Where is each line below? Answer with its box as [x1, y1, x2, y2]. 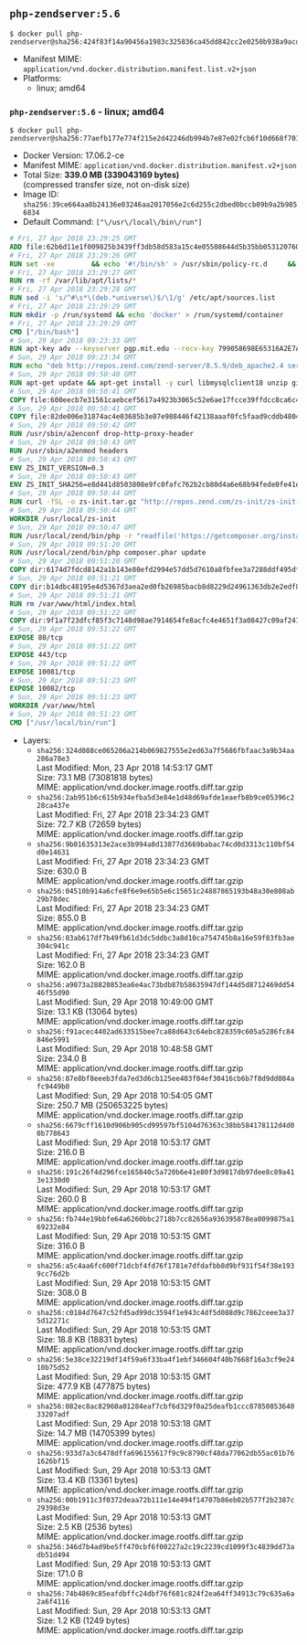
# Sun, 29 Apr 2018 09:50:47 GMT [9, 523, 137, 532]
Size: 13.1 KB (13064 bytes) [36, 1005, 139, 1017]
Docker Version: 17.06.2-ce [22, 150, 125, 161]
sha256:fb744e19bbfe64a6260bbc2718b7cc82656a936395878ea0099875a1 [36, 1215, 295, 1224]
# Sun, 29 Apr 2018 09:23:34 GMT [9, 353, 137, 362]
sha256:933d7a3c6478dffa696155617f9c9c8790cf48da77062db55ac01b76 [36, 1449, 295, 1458]
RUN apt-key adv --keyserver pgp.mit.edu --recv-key [9, 345, 215, 354]
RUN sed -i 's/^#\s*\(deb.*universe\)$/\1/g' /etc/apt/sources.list [9, 293, 276, 302]
